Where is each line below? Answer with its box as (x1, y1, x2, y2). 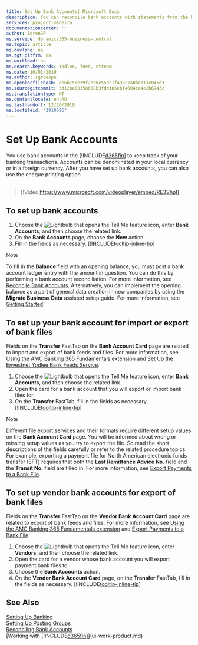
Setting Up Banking (6, 613, 53, 620)
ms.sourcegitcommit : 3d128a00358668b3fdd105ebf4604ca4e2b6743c (6, 85, 165, 91)
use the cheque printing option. (6, 171, 82, 178)
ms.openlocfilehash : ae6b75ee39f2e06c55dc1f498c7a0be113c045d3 (6, 80, 165, 86)
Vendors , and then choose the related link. (14, 549, 119, 556)
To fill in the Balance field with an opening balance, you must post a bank (6, 263, 184, 270)
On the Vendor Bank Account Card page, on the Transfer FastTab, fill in (14, 574, 190, 581)
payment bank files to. (14, 561, 70, 569)
